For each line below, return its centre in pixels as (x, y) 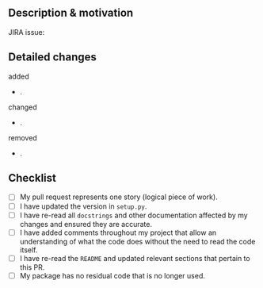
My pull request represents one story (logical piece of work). (118, 197)
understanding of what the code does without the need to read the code (137, 241)
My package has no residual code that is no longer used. (112, 275)
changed (23, 107)
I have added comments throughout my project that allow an (118, 232)
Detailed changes (52, 58)
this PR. (32, 267)
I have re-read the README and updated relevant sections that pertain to (135, 258)
